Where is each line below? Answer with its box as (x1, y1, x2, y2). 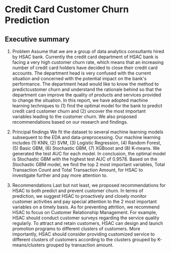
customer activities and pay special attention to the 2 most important (12, 198, 157, 204)
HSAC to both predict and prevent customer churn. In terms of (12, 188, 143, 194)
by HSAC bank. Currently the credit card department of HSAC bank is (12, 54, 159, 60)
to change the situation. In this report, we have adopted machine (12, 97, 149, 103)
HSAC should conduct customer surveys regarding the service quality (12, 215, 159, 221)
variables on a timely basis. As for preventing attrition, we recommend (12, 204, 160, 210)
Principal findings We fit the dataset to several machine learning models (12, 129, 164, 135)
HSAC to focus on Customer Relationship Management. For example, (12, 210, 158, 215)
